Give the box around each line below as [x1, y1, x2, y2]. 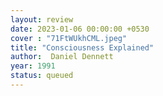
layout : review [10, 14, 74, 25]
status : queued [10, 71, 74, 81]
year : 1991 [10, 61, 56, 71]
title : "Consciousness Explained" [10, 42, 155, 53]
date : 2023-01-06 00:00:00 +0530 [10, 24, 150, 34]
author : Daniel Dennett [10, 52, 114, 62]
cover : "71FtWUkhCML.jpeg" [10, 33, 128, 43]
